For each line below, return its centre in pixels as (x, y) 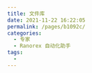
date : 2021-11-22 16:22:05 (46, 20)
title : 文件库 (26, 14)
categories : (24, 33)
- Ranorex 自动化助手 (42, 46)
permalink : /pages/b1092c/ (46, 26)
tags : (15, 53)
